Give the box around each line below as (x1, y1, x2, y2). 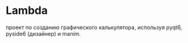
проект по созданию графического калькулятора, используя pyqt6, (6, 24, 182, 31)
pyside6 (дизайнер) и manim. (6, 30, 81, 37)
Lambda (6, 4, 48, 18)
